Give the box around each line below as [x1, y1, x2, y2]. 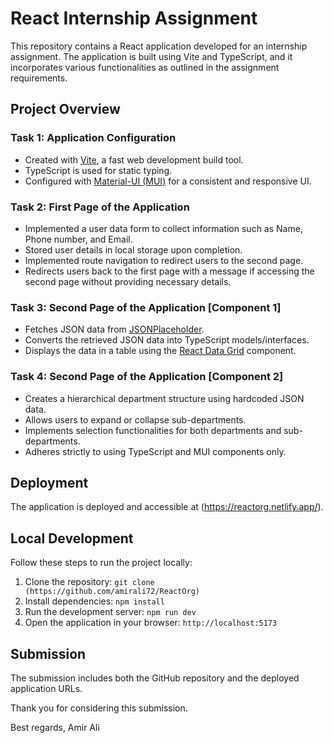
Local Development [10, 530, 134, 547]
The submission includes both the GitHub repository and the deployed [10, 672, 300, 684]
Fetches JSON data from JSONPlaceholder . [24, 323, 205, 336]
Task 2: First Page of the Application [10, 200, 190, 214]
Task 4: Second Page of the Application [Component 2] [10, 370, 284, 384]
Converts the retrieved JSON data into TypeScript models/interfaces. [24, 334, 310, 346]
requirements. [10, 72, 68, 84]
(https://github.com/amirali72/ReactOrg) [24, 587, 200, 597]
